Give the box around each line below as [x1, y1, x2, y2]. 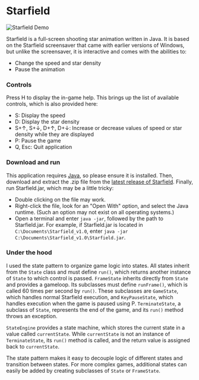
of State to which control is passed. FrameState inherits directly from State [6, 274, 188, 281]
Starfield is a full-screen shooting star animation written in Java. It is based [6, 35, 189, 42]
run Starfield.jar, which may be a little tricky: [6, 184, 114, 191]
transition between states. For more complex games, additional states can [6, 360, 187, 368]
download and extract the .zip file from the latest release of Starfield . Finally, [6, 178, 193, 185]
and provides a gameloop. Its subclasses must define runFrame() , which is [6, 281, 188, 288]
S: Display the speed [14, 112, 65, 119]
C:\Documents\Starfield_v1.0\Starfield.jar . [14, 233, 126, 241]
